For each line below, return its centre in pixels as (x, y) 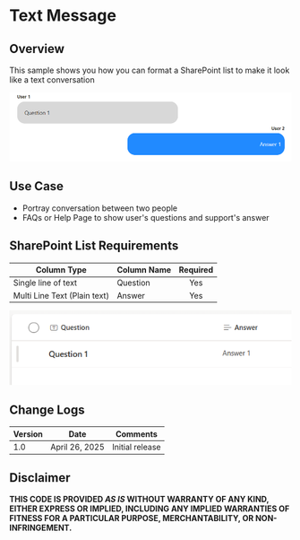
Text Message (63, 16)
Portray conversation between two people (100, 208)
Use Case (37, 186)
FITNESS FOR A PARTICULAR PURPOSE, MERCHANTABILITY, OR (132, 518)
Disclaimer (40, 478)
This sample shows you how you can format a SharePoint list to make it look (150, 70)
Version (28, 434)
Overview (37, 49)
